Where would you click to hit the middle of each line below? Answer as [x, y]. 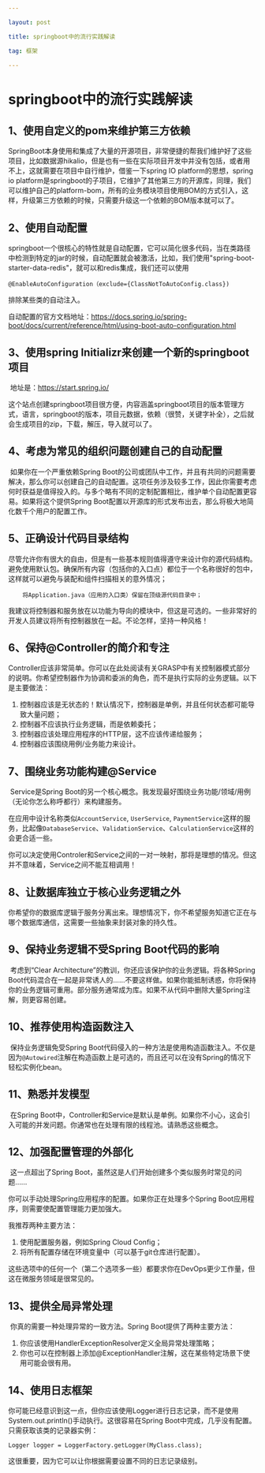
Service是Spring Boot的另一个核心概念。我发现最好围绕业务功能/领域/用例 [130, 792]
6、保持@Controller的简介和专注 [89, 648]
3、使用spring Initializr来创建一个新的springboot [129, 352]
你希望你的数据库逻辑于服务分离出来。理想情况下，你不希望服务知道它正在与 [132, 912]
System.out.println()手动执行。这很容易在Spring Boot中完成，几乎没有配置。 [132, 1420]
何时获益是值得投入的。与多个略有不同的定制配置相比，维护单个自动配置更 [129, 491]
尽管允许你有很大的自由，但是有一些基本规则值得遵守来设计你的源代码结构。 [132, 559]
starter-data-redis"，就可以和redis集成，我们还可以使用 [99, 268]
